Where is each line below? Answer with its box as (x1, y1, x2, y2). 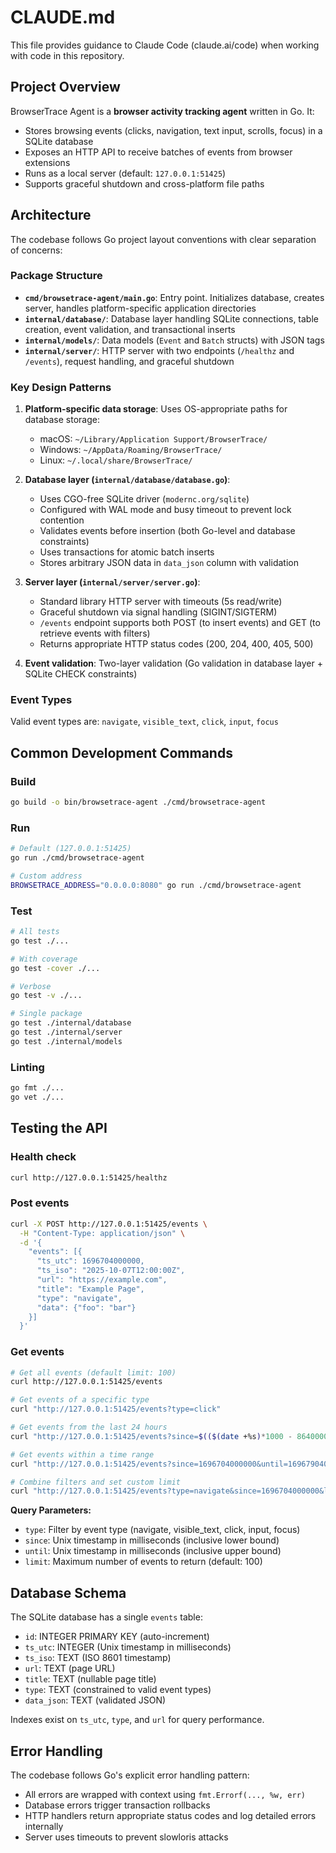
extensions (24, 156, 71, 168)
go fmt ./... (10, 1083, 65, 1093)
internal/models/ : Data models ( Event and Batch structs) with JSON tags (24, 334, 325, 346)
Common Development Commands (10, 744, 233, 761)
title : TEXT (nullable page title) (24, 1673, 157, 1685)
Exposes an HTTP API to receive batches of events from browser (24, 146, 293, 158)
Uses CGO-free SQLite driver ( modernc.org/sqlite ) (39, 493, 250, 505)
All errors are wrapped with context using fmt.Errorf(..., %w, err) (24, 1788, 306, 1800)
